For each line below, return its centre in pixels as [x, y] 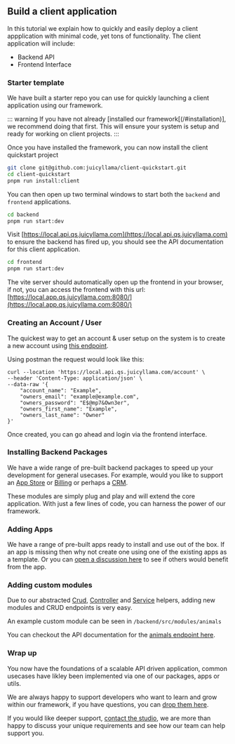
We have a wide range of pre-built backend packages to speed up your [110, 467]
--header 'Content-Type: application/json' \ [75, 378]
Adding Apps [30, 529]
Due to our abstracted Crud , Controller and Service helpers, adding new [111, 600]
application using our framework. [55, 105]
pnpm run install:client [43, 181]
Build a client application [62, 12]
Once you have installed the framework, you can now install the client [108, 147]
